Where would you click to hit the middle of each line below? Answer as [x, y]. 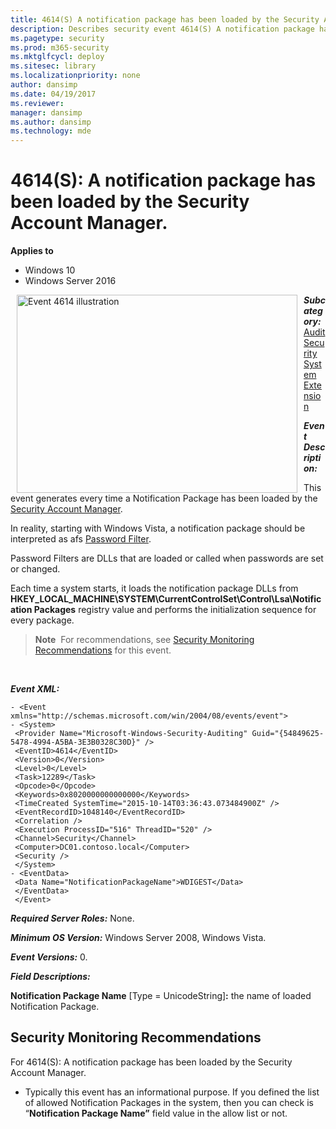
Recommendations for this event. [103, 650]
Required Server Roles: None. [72, 918]
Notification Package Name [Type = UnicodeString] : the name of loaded [161, 996]
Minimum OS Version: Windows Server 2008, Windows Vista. [138, 938]
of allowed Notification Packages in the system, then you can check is [169, 1102]
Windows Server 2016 [70, 281]
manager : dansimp [46, 112]
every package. [42, 620]
